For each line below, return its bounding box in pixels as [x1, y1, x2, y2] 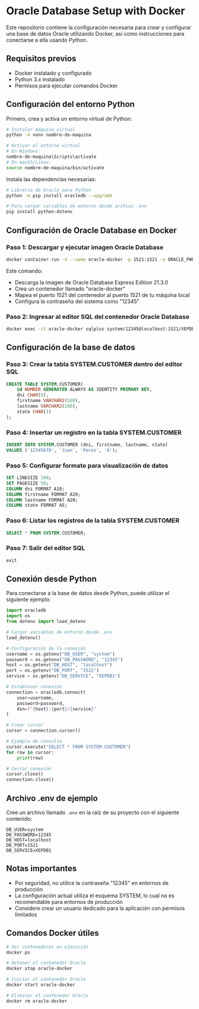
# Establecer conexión [6, 684, 62, 690]
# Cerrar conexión [6, 766, 52, 771]
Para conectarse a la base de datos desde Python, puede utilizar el [6, 590, 170, 597]
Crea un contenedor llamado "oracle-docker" [14, 285, 126, 292]
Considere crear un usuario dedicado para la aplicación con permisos [14, 904, 185, 912]
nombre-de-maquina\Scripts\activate [6, 154, 97, 160]
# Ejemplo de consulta [6, 738, 62, 745]
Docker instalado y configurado [14, 69, 92, 77]
